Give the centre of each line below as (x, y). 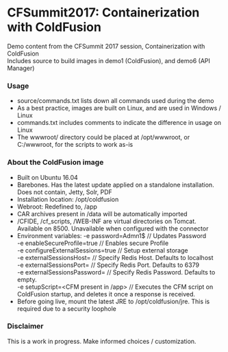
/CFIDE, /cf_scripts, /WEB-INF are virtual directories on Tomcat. (106, 221)
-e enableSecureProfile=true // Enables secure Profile (93, 243)
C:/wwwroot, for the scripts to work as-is (75, 145)
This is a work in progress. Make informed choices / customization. (102, 341)
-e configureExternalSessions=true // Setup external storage (102, 250)
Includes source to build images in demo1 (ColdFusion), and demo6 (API (109, 60)
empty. (27, 279)
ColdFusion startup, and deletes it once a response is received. (106, 294)
